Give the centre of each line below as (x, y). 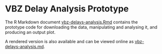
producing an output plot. (30, 32)
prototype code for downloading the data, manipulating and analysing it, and (81, 27)
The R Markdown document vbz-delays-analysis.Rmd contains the (72, 22)
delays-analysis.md (24, 46)
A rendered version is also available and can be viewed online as (69, 41)
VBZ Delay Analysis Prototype (67, 9)
